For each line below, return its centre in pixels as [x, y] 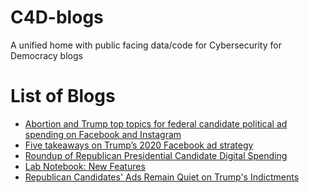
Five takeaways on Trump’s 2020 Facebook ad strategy [139, 145]
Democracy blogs [46, 55]
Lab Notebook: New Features [85, 166]
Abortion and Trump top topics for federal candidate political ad [156, 123]
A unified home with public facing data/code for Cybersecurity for [146, 45]
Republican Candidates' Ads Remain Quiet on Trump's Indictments [162, 177]
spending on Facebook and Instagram [103, 134]
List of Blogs [63, 96]
